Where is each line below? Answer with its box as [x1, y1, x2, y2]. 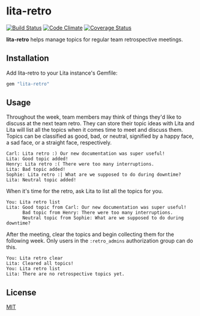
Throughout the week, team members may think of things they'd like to [6, 113, 182, 121]
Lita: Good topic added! [6, 156, 68, 162]
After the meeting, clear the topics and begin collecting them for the [6, 231, 174, 238]
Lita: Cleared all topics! [6, 261, 74, 267]
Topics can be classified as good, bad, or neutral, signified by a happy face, [6, 132, 194, 140]
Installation [6, 53, 49, 64]
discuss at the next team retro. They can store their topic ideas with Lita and [6, 120, 195, 127]
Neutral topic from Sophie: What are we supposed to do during [22, 215, 184, 221]
